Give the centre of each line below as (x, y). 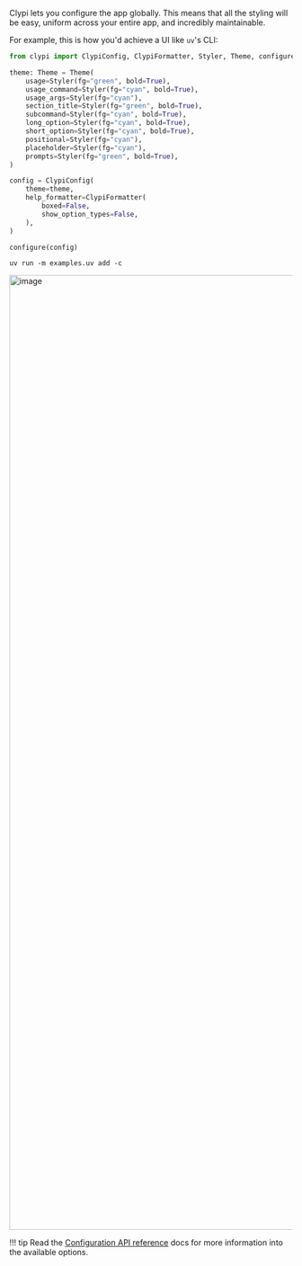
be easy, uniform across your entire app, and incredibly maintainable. (138, 22)
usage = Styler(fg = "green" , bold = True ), (98, 81)
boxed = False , (66, 206)
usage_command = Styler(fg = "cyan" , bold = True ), (112, 89)
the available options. (49, 1253)
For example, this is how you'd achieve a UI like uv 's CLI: (114, 40)
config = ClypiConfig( (52, 181)
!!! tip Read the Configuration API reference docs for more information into (146, 1243)
